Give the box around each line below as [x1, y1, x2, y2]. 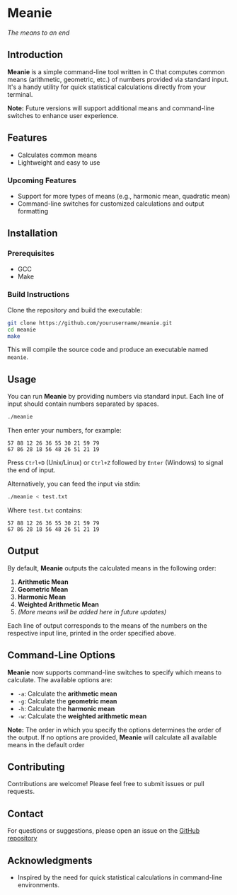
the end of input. [7, 466, 56, 474]
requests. [7, 787, 35, 796]
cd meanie [7, 326, 37, 333]
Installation [7, 228, 58, 240]
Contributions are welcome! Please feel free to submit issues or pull [7, 780, 204, 788]
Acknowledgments [7, 854, 93, 867]
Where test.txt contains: [7, 506, 83, 515]
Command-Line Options [7, 649, 115, 662]
